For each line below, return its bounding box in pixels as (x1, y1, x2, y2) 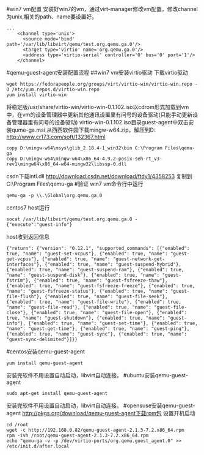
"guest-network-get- (112, 256, 166, 262)
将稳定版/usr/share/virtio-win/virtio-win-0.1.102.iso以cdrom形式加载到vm (6, 103, 189, 110)
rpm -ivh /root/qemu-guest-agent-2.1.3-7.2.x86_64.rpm (6, 432, 149, 438)
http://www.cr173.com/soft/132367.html (6, 133, 106, 140)
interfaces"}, (6, 261, 43, 268)
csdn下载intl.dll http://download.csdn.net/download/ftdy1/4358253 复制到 (6, 173, 192, 179)
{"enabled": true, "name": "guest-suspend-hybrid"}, (45, 261, 182, 268)
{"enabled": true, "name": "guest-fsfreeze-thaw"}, (33, 277, 168, 284)
